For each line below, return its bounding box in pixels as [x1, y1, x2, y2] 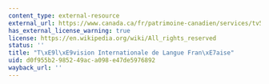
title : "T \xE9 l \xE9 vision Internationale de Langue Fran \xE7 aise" [8, 49, 235, 57]
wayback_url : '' [8, 64, 62, 72]
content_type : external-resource [8, 11, 120, 20]
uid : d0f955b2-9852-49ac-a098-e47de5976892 [8, 57, 156, 65]
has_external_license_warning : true [8, 26, 130, 34]
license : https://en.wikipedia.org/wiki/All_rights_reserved [8, 34, 217, 42]
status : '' [8, 42, 45, 50]
